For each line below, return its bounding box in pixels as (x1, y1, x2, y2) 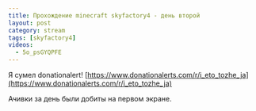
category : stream (8, 26, 66, 34)
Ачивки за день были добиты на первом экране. (8, 94, 172, 103)
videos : (8, 41, 34, 49)
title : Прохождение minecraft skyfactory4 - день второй (8, 11, 201, 20)
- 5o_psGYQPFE (15, 48, 62, 56)
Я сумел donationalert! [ (8, 71, 88, 79)
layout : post (8, 19, 52, 27)
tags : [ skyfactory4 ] (8, 33, 77, 42)
